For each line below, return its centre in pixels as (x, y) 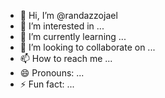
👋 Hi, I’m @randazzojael (68, 15)
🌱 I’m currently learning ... (73, 36)
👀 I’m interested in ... (62, 26)
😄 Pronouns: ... (52, 73)
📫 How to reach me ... (66, 58)
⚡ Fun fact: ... (47, 84)
